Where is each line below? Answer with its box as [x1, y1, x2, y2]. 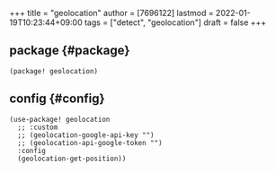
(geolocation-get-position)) [17, 154, 127, 163]
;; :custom [17, 123, 58, 132]
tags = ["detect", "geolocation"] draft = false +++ [84, 17, 267, 28]
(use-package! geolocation [9, 115, 111, 124]
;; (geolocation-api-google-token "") [17, 138, 164, 147]
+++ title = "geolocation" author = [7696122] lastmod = [9, 8, 214, 18]
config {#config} [9, 91, 105, 107]
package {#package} [9, 43, 130, 58]
